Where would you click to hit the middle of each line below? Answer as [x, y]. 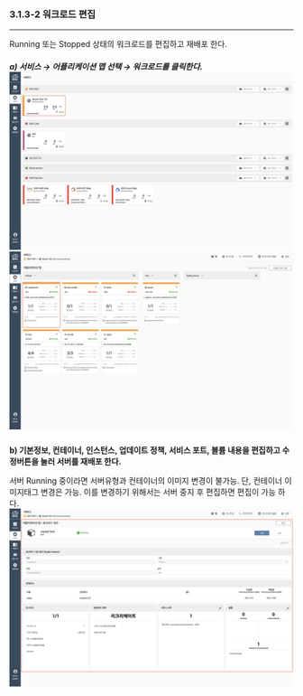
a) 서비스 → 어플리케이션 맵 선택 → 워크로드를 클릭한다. [106, 66]
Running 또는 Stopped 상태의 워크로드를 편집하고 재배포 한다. [119, 44]
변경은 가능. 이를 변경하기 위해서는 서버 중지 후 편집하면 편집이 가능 [158, 492]
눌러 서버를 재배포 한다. [81, 462]
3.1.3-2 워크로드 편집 [53, 14]
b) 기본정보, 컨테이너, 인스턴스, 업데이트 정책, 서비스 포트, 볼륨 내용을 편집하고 [145, 450]
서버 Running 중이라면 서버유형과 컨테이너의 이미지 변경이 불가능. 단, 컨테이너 [146, 481]
